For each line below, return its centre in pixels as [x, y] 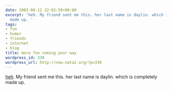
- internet [17, 43]
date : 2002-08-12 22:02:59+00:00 [41, 10]
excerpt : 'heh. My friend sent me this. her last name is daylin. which [84, 15]
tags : [11, 24]
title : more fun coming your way [41, 53]
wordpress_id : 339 [25, 58]
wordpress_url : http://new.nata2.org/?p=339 [53, 62]
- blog [12, 48]
